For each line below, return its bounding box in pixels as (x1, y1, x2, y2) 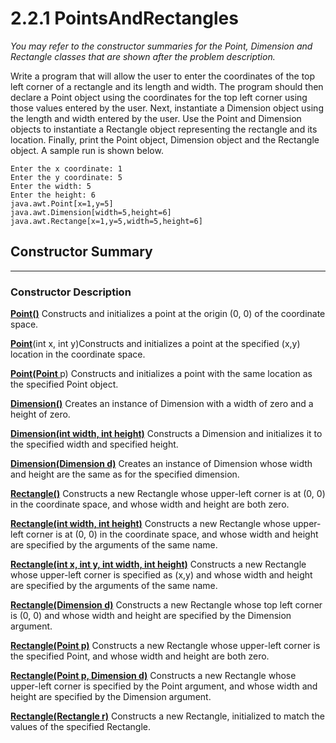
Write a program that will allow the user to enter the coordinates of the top (10, 70, 316, 82)
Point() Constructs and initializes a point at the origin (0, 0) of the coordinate (10, 308, 326, 320)
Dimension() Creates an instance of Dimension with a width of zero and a (10, 398, 314, 410)
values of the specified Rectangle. (10, 721, 151, 733)
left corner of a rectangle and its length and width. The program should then (10, 80, 324, 92)
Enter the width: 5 (10, 181, 92, 191)
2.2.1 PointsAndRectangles (10, 7, 239, 30)
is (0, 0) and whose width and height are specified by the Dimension (10, 610, 292, 622)
